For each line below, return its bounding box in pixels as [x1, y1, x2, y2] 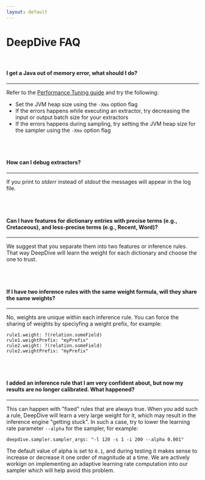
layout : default [6, 9, 48, 15]
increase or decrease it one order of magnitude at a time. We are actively [6, 453, 190, 461]
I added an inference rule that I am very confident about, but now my [6, 379, 184, 387]
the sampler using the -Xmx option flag [15, 126, 111, 134]
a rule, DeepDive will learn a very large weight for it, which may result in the [6, 412, 196, 419]
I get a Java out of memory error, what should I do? [6, 70, 138, 77]
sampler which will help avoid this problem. [6, 467, 115, 474]
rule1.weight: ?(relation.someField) [6, 332, 103, 338]
